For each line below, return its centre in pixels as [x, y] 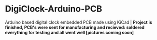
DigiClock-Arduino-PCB [54, 9]
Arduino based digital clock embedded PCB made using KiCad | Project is [78, 22]
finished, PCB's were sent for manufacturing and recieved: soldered [75, 27]
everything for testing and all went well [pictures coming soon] [70, 32]
